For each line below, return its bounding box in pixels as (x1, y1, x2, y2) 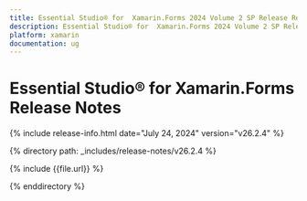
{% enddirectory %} (9, 181, 85, 192)
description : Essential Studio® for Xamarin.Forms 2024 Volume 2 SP (9, 22, 281, 31)
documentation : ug (9, 38, 79, 48)
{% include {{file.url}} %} (9, 164, 104, 175)
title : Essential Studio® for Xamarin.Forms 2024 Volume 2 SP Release (9, 13, 288, 23)
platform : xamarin (9, 30, 79, 39)
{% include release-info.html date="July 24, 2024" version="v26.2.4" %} (9, 128, 285, 139)
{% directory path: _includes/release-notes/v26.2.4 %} (9, 145, 217, 156)
